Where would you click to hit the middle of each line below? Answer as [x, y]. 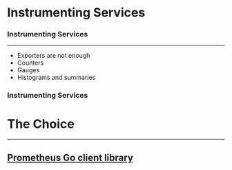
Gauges [28, 70]
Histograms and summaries [56, 78]
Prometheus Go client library [70, 157]
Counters [30, 63]
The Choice [41, 124]
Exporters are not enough [54, 56]
